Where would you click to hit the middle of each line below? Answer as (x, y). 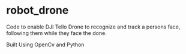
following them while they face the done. (56, 33)
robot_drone (37, 10)
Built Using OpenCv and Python (45, 45)
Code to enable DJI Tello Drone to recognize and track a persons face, (93, 27)
